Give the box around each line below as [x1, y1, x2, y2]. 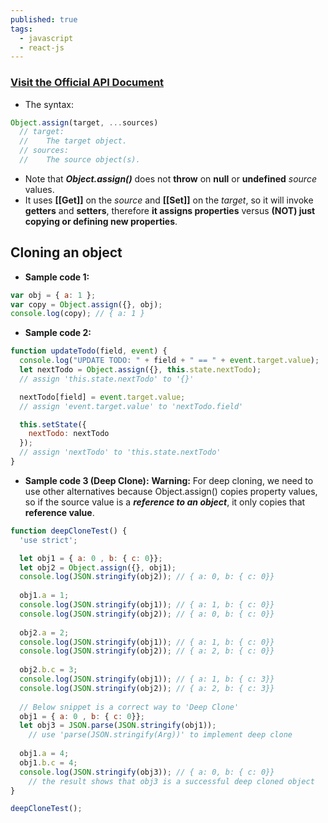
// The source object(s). [19, 155, 141, 165]
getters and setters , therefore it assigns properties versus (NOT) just [24, 204, 316, 216]
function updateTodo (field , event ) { [10, 346, 168, 356]
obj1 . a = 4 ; [19, 749, 70, 759]
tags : [10, 24, 33, 34]
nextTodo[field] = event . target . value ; [19, 392, 186, 402]
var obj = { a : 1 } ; [10, 290, 97, 300]
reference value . [24, 506, 95, 518]
